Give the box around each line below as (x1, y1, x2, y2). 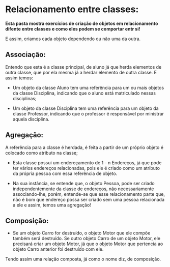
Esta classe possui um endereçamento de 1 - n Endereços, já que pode (12, 159, 162, 166)
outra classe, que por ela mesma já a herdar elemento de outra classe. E (5, 69, 157, 75)
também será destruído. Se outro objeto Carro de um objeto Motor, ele (12, 235, 161, 242)
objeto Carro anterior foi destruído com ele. (12, 246, 104, 252)
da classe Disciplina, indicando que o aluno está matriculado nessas (12, 90, 156, 96)
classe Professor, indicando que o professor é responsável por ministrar (12, 110, 164, 116)
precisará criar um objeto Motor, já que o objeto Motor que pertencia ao (12, 241, 163, 247)
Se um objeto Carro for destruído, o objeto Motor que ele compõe (12, 230, 151, 236)
